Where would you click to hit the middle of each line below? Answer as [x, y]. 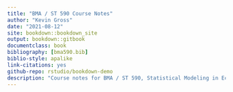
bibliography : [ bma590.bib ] [48, 53]
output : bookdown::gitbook [46, 39]
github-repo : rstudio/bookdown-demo [60, 71]
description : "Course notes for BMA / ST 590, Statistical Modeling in [113, 78]
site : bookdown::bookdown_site [52, 33]
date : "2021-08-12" [35, 26]
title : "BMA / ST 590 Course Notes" [60, 13]
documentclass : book [37, 46]
